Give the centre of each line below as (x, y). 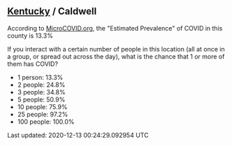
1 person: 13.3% (40, 77)
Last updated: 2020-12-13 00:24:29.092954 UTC (78, 135)
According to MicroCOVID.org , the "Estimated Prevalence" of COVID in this (115, 28)
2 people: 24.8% (41, 84)
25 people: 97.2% (43, 114)
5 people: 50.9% (41, 99)
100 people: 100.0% (46, 122)
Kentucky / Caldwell (52, 11)
